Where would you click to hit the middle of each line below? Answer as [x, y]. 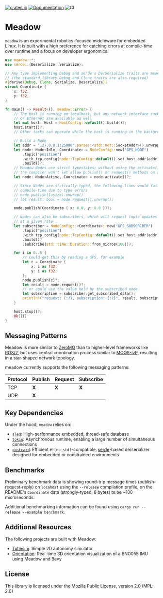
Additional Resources [38, 527]
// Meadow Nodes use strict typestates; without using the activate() [87, 168]
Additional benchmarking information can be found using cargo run [72, 507]
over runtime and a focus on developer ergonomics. [57, 51]
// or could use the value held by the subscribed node [80, 289]
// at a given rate [33, 222]
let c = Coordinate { [44, 262]
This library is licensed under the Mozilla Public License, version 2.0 [73, 586]
